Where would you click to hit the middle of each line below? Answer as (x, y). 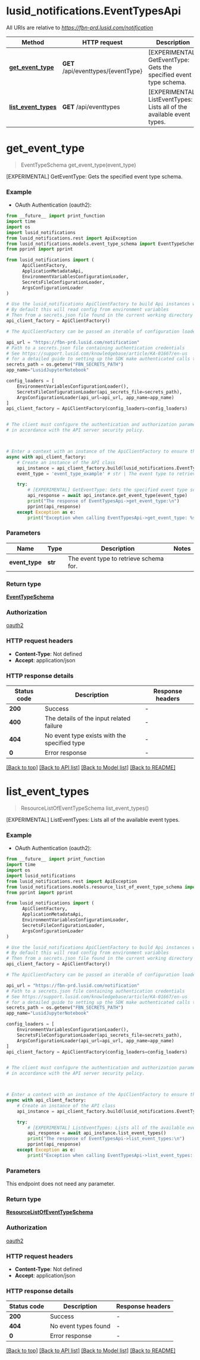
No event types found (80, 1326)
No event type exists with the (85, 736)
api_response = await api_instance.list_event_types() (97, 1133)
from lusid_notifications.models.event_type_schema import (81, 244)
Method (33, 42)
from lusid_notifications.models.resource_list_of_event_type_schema (94, 887)
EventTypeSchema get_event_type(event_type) (78, 165)
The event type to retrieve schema (116, 558)
